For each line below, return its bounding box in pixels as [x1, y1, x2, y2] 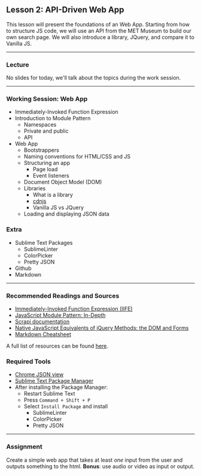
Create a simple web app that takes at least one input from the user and [6, 456, 183, 463]
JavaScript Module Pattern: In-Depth [14, 312, 106, 319]
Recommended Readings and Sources [6, 291, 120, 300]
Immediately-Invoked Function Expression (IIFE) [14, 306, 133, 312]
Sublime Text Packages [14, 239, 73, 246]
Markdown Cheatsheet [14, 331, 72, 338]
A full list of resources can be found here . [6, 342, 109, 349]
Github [14, 264, 32, 272]
